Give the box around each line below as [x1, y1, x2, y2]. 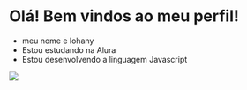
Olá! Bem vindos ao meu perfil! [9, 6, 240, 26]
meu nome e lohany [21, 35, 94, 46]
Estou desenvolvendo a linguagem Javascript [21, 54, 188, 64]
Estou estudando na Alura [21, 44, 116, 55]
